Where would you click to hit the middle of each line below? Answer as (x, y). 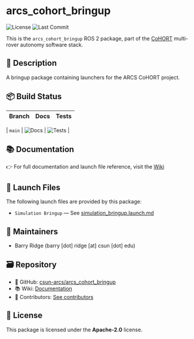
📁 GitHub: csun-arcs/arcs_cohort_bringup (65, 282)
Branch (19, 116)
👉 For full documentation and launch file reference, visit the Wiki (85, 167)
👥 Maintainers (32, 231)
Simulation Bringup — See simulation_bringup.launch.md (84, 213)
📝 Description (31, 63)
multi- (181, 38)
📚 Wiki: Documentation (43, 288)
